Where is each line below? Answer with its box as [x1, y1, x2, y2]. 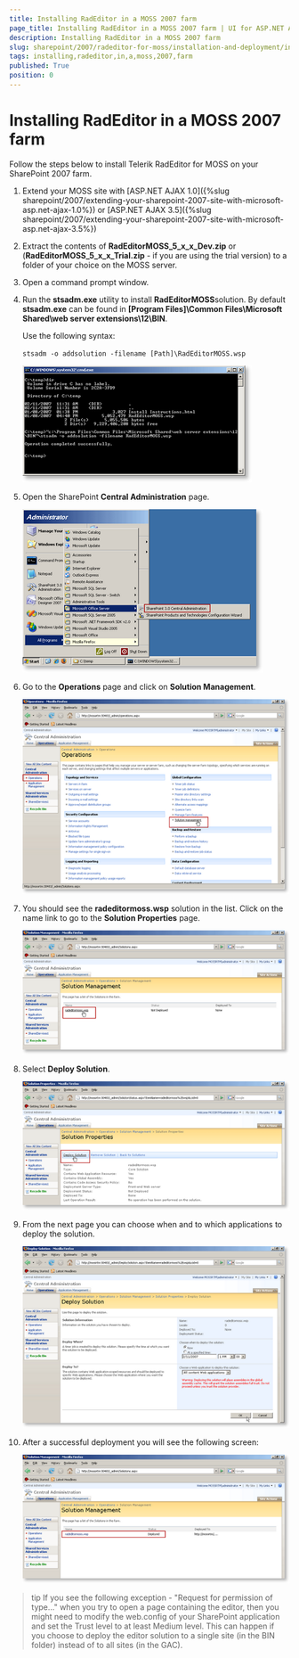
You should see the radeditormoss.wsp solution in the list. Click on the [21, 903, 284, 914]
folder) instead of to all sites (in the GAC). [30, 1640, 183, 1651]
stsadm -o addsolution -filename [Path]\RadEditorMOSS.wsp [21, 349, 246, 358]
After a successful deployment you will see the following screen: [21, 1436, 260, 1448]
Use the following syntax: [21, 330, 116, 341]
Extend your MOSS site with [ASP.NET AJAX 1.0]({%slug [21, 185, 230, 196]
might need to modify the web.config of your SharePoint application [30, 1612, 280, 1622]
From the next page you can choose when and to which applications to [21, 1219, 283, 1229]
